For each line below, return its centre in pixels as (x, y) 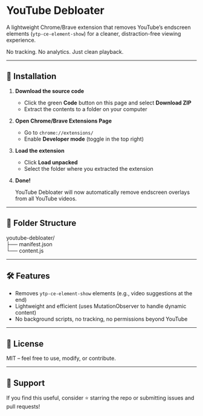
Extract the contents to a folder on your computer (85, 109)
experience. (21, 40)
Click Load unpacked (51, 162)
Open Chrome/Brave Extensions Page (63, 121)
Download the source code (50, 91)
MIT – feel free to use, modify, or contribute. (61, 358)
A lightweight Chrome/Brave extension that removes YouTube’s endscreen (99, 27)
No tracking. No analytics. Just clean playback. (65, 51)
